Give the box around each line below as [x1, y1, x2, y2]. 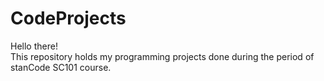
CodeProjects [10, 7, 127, 30]
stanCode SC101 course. [10, 61, 112, 73]
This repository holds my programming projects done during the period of [10, 50, 315, 62]
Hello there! [10, 40, 58, 52]
